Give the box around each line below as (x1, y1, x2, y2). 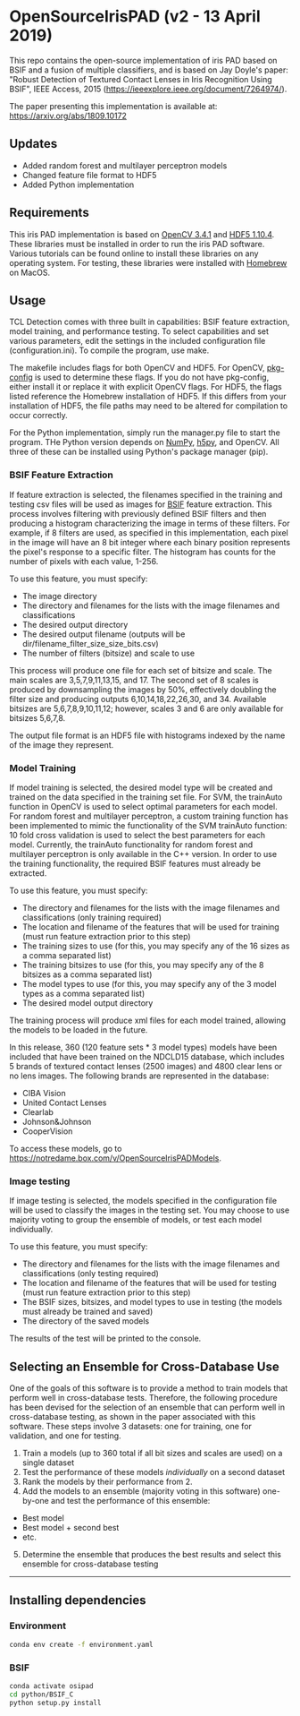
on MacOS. (9, 267, 51, 278)
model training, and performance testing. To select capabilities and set (9, 326, 270, 337)
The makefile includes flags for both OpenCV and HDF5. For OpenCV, (9, 363, 265, 373)
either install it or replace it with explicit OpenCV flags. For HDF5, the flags (9, 382, 283, 392)
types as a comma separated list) (21, 988, 146, 999)
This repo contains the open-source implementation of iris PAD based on (9, 55, 278, 65)
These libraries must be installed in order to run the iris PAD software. (9, 238, 265, 249)
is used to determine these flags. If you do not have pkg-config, (34, 372, 270, 382)
